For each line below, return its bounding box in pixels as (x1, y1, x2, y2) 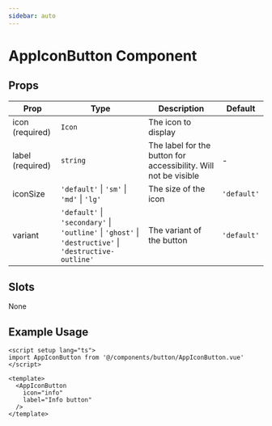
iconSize (12, 188, 46, 199)
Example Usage (8, 325, 89, 339)
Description (158, 103, 205, 114)
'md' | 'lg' (60, 193, 101, 205)
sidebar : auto (8, 11, 57, 20)
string (60, 155, 87, 165)
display (148, 126, 176, 137)
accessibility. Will (148, 159, 215, 171)
